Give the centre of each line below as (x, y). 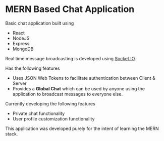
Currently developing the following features (50, 103)
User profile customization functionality (53, 118)
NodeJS (21, 38)
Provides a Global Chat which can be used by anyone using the (79, 88)
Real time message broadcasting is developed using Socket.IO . (71, 58)
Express (21, 43)
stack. (12, 133)
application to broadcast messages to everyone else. (67, 94)
